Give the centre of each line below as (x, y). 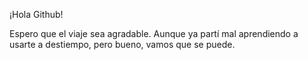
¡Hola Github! (36, 14)
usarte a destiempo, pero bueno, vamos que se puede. (122, 44)
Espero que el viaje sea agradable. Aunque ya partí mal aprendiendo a (154, 33)
